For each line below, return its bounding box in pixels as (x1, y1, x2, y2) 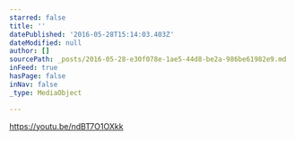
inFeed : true (9, 64, 58, 73)
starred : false (9, 13, 66, 22)
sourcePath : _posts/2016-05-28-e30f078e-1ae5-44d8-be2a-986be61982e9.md (9, 55, 287, 64)
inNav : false (9, 80, 58, 89)
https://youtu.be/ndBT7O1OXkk (9, 120, 124, 131)
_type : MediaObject (9, 88, 82, 97)
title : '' (9, 22, 47, 31)
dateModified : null (9, 38, 82, 48)
